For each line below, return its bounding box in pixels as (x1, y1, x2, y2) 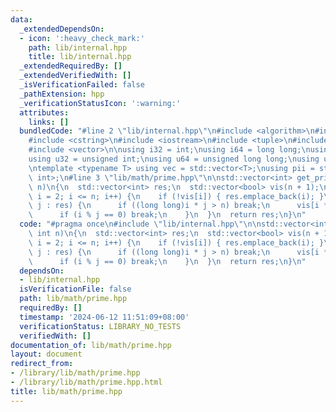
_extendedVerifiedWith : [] (19, 71, 132, 81)
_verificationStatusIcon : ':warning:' (19, 98, 182, 108)
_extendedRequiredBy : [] (19, 61, 123, 71)
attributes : (19, 107, 70, 118)
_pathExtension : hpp (19, 89, 105, 99)
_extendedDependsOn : (19, 24, 105, 34)
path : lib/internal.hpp (28, 42, 128, 53)
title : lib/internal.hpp (28, 52, 132, 62)
